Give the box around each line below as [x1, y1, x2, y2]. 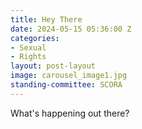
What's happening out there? [10, 107, 130, 119]
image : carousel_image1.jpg [10, 71, 128, 81]
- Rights [10, 52, 47, 62]
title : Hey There [10, 14, 83, 25]
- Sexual [10, 42, 47, 53]
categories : [10, 33, 60, 43]
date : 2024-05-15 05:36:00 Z [10, 24, 132, 34]
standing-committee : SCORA [10, 80, 123, 90]
